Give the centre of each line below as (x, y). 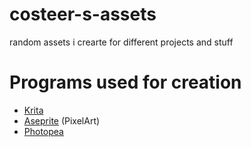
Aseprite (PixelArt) (62, 120)
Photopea (43, 131)
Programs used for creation (125, 82)
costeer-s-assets (83, 14)
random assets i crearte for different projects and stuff (121, 42)
